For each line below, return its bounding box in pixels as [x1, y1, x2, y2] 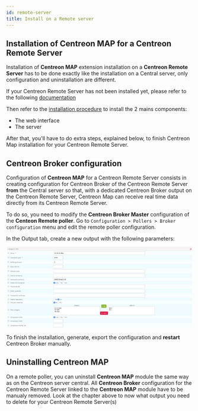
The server [14, 124, 42, 131]
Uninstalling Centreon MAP [6, 357, 109, 368]
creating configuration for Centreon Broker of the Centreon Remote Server [6, 181, 188, 188]
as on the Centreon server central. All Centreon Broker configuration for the [6, 379, 192, 386]
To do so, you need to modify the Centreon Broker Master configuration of [6, 211, 190, 218]
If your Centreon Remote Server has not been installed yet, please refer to [6, 88, 187, 95]
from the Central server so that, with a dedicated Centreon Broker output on [6, 187, 192, 194]
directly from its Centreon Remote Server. [6, 200, 108, 207]
